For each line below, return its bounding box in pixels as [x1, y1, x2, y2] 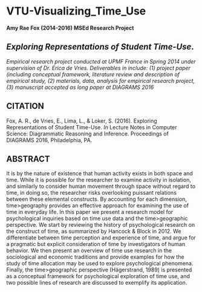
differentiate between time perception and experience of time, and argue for [6, 234, 197, 241]
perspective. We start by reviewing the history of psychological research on [6, 221, 195, 229]
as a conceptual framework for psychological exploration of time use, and [6, 273, 191, 280]
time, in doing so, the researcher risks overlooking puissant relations [6, 189, 177, 196]
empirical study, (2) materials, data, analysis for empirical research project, [6, 77, 195, 84]
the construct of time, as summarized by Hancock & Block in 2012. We [6, 228, 181, 235]
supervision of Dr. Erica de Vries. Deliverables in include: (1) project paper [6, 64, 191, 71]
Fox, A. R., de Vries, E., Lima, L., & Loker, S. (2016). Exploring [6, 117, 157, 125]
